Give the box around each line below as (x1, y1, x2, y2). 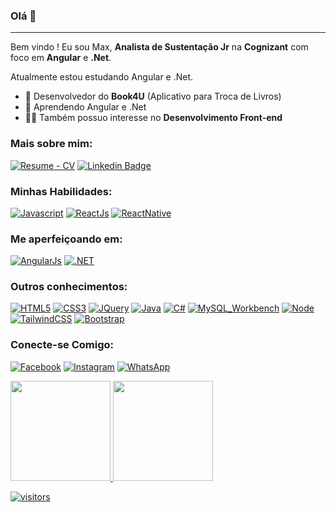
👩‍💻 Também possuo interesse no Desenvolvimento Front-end (24, 112, 283, 124)
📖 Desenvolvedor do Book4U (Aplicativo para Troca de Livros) (24, 90, 282, 103)
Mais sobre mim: (10, 137, 93, 151)
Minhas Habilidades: (10, 184, 113, 198)
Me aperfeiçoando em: (10, 232, 123, 246)
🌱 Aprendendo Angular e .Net (24, 101, 147, 113)
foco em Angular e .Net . (10, 52, 112, 64)
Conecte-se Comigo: (10, 338, 115, 352)
